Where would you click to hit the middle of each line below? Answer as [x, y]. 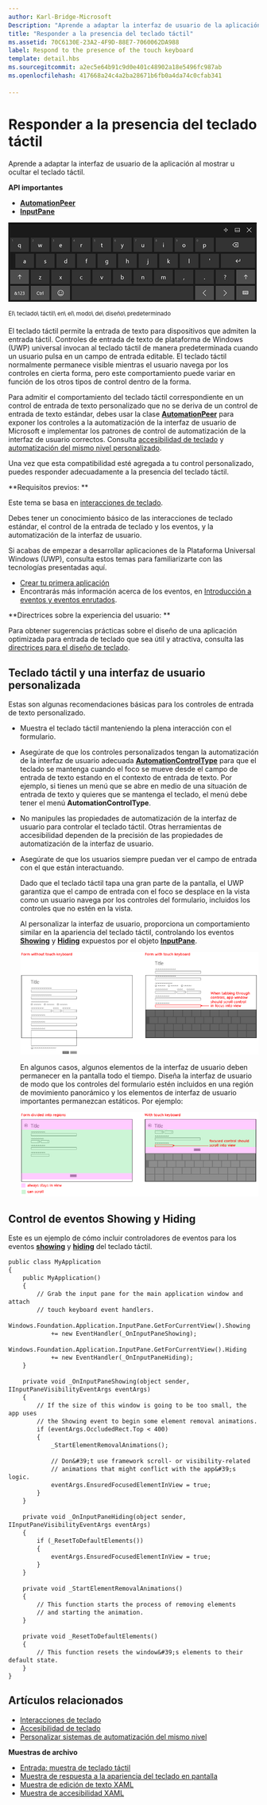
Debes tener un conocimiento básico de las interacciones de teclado [120, 519]
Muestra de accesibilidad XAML [72, 1793]
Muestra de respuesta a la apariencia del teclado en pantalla [119, 1776]
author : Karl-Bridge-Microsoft [60, 17]
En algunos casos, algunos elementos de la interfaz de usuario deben [133, 1067]
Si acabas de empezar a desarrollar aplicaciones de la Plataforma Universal [132, 550]
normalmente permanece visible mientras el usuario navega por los [118, 365]
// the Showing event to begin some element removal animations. [147, 1421]
